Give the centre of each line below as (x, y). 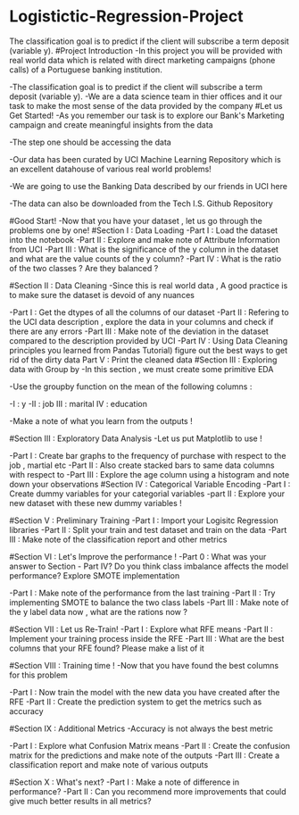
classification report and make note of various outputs (109, 764)
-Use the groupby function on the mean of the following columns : (131, 387)
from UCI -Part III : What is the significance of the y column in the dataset (144, 249)
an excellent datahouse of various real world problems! (110, 169)
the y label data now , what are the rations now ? (98, 611)
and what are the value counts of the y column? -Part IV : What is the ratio (145, 258)
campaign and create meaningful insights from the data (111, 125)
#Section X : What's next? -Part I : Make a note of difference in (124, 782)
